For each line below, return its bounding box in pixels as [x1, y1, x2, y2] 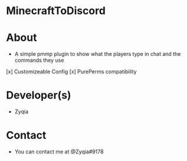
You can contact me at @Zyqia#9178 [14, 148, 104, 155]
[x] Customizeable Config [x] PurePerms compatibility [6, 68, 137, 75]
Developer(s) [6, 89, 72, 102]
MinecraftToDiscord [6, 4, 106, 18]
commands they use [14, 57, 65, 64]
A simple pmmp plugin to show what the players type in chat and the [14, 51, 181, 58]
